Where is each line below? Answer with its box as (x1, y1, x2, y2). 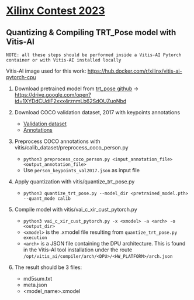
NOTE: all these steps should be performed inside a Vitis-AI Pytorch (6, 52, 182, 58)
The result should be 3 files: (14, 264, 82, 271)
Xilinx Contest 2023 (6, 4, 105, 18)
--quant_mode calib (23, 196, 71, 202)
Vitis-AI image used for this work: (6, 67, 86, 74)
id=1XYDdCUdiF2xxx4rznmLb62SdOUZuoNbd (14, 98, 127, 104)
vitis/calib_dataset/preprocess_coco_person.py (14, 144, 129, 151)
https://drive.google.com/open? (14, 91, 92, 98)
